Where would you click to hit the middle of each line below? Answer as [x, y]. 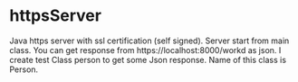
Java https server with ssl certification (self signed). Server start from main [149, 41]
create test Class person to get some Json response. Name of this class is [148, 59]
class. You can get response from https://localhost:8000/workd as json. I [145, 50]
